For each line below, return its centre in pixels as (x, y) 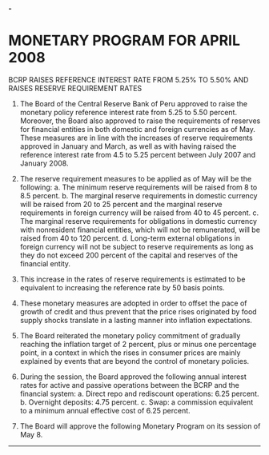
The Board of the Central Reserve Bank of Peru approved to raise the (134, 103)
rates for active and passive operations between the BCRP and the (130, 385)
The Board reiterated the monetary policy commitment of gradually (130, 335)
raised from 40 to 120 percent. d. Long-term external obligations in (130, 238)
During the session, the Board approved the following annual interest (133, 377)
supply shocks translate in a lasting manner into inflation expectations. (136, 320)
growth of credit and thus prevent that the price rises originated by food (139, 311)
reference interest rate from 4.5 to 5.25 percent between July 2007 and (138, 154)
